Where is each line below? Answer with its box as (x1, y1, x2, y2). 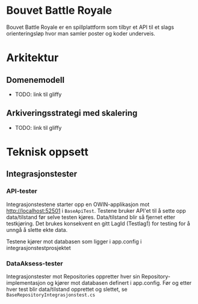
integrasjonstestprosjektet (6, 244, 71, 251)
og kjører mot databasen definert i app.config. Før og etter (47, 279, 192, 286)
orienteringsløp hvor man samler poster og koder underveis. (6, 29, 155, 37)
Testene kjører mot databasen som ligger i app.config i (6, 238, 142, 245)
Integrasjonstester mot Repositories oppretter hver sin (6, 273, 140, 280)
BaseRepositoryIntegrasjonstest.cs (6, 292, 96, 298)
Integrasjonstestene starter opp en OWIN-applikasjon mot (6, 201, 150, 208)
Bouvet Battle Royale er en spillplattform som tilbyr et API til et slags (6, 23, 175, 31)
